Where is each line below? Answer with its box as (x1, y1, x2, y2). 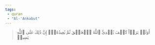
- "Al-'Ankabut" (7, 16, 40, 21)
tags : (5, 7, 16, 12)
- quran (7, 12, 23, 16)
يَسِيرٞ (16, 34, 29, 40)
